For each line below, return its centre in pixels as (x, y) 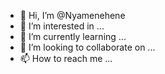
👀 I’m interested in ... (62, 26)
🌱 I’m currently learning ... (73, 36)
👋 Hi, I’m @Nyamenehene (72, 15)
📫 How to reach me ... (66, 58)
